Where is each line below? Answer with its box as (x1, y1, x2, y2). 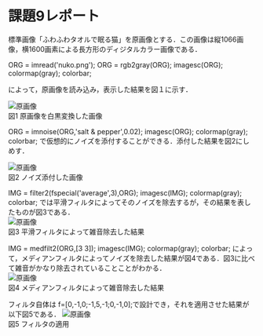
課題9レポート (8, 7, 100, 25)
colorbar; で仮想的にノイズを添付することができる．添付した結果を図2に (8, 136, 243, 145)
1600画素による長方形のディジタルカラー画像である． (28, 44, 202, 53)
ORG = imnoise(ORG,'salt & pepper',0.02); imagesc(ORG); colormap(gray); (8, 126, 249, 136)
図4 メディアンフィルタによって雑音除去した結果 (8, 283, 165, 292)
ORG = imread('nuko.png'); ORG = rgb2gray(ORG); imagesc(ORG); (8, 60, 224, 69)
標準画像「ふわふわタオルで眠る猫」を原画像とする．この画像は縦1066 (8, 35, 237, 44)
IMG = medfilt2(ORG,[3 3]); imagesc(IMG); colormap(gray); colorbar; (8, 243, 231, 253)
